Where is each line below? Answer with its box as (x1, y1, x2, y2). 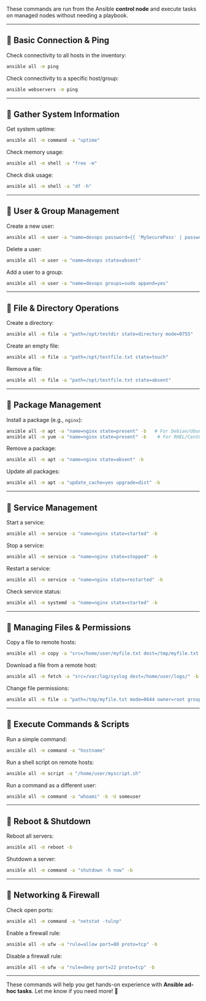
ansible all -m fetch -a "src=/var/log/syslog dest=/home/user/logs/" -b (6, 674, 199, 680)
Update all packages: (6, 468, 60, 475)
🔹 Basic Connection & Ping (6, 35, 110, 45)
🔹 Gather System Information (6, 109, 120, 119)
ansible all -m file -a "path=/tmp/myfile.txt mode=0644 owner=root (6, 696, 185, 703)
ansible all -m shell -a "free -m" (6, 160, 97, 166)
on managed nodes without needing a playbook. (6, 12, 129, 19)
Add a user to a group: (6, 268, 63, 276)
